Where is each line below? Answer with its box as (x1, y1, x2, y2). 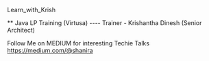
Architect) (7, 26, 36, 34)
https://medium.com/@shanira (7, 47, 94, 54)
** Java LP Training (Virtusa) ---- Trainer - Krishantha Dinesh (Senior (7, 19, 202, 26)
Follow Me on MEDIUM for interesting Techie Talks (7, 39, 149, 47)
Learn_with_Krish (7, 6, 56, 14)
